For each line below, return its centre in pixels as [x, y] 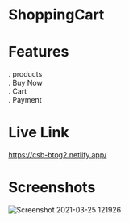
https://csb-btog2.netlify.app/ [58, 155]
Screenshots [52, 188]
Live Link [39, 133]
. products [25, 74]
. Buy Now [25, 83]
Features [39, 52]
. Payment [25, 100]
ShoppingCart [56, 15]
